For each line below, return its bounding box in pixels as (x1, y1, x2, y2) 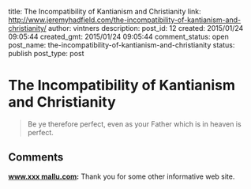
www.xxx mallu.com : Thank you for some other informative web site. (8, 172, 235, 181)
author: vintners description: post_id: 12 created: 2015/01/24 (47, 24, 244, 32)
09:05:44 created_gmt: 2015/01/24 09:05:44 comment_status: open (8, 32, 229, 41)
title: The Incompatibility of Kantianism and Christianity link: (8, 7, 201, 16)
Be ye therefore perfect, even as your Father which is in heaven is (27, 119, 242, 129)
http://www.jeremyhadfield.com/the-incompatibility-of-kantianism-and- (8, 15, 242, 25)
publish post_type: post (8, 49, 84, 58)
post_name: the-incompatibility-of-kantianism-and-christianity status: (8, 40, 235, 50)
